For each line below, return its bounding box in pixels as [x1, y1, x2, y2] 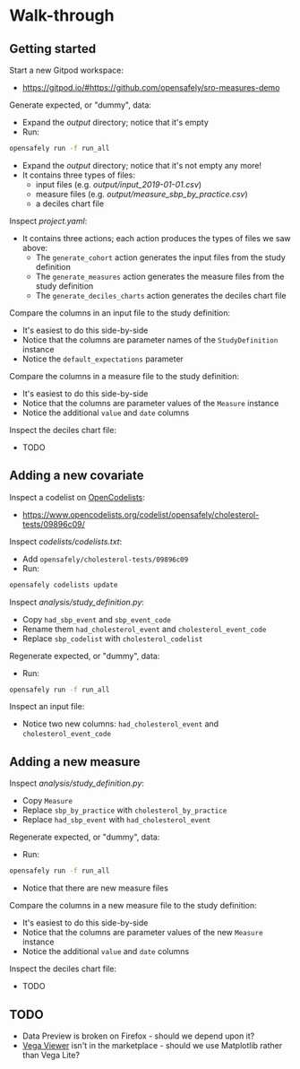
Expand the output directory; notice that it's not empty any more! [21, 160, 262, 170]
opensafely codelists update [9, 580, 118, 589]
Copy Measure [21, 795, 73, 806]
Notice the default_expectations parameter [21, 353, 184, 364]
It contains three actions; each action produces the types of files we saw [21, 232, 291, 243]
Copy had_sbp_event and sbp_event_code [21, 613, 172, 624]
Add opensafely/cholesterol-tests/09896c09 [21, 553, 189, 564]
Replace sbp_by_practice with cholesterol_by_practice [21, 804, 227, 816]
